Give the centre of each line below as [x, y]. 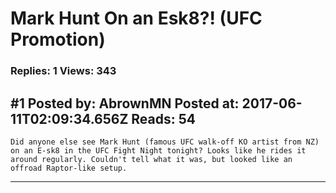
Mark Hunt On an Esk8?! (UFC [136, 18]
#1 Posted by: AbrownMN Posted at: [125, 103]
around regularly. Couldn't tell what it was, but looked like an [151, 159]
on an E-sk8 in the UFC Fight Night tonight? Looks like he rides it [158, 150]
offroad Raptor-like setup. [69, 168]
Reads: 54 [164, 118]
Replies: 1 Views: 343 [63, 71]
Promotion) [58, 39]
